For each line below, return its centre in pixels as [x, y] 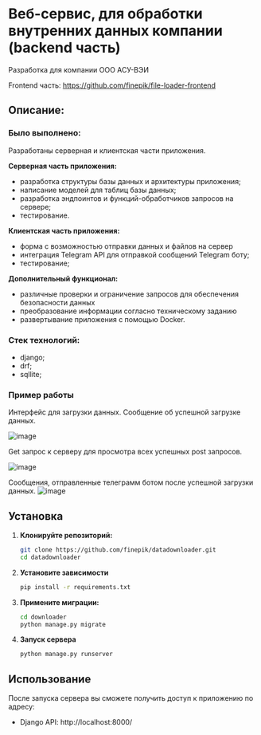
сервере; [35, 206]
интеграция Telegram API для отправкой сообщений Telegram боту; [134, 254]
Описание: [37, 110]
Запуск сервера [48, 639]
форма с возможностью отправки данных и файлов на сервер [126, 246]
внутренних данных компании [115, 31]
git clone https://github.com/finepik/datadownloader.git [118, 550]
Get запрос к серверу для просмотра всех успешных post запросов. [125, 452]
